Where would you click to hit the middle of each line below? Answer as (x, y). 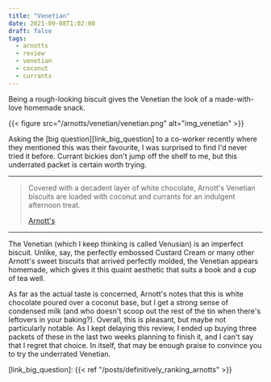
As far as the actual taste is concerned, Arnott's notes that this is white (126, 294)
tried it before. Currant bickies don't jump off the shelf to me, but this (123, 156)
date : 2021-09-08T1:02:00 (52, 23)
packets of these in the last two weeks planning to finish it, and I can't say (131, 337)
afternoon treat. (54, 205)
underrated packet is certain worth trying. (78, 164)
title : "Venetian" (39, 16)
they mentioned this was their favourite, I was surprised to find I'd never (128, 147)
